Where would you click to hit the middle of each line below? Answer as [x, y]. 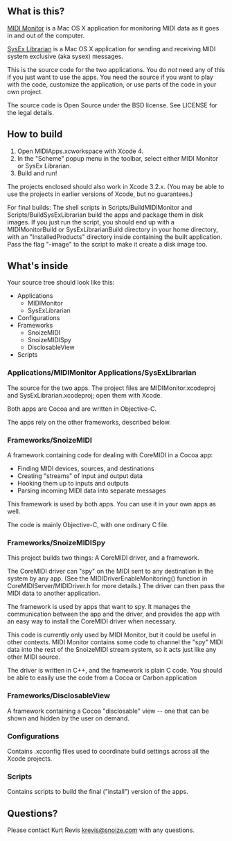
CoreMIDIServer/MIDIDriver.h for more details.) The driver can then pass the [116, 586]
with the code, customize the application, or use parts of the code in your [112, 84]
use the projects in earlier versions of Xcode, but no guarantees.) [100, 194]
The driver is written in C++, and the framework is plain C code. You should [115, 671]
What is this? [36, 11]
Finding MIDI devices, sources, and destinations [86, 469]
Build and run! [37, 173]
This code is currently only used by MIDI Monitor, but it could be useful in [112, 635]
